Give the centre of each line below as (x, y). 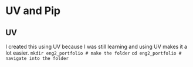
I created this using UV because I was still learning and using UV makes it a (97, 46)
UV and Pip (33, 11)
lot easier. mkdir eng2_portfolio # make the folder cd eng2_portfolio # (94, 53)
